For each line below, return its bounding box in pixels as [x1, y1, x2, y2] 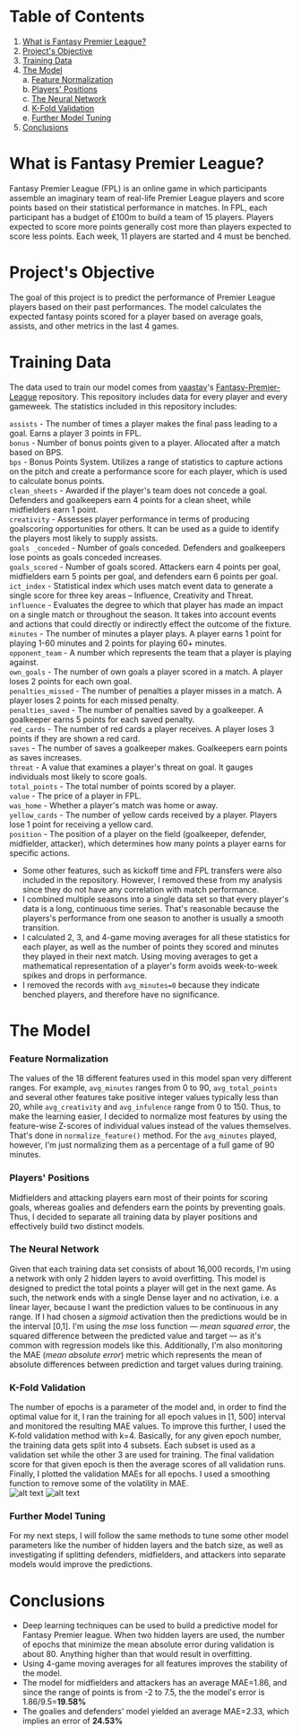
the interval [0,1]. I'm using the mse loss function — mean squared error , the [9, 1320, 291, 1331]
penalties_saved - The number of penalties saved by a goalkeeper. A [9, 704, 264, 715]
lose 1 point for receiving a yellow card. [9, 819, 154, 830]
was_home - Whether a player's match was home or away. [9, 799, 219, 810]
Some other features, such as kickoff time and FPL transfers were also [21, 865, 282, 876]
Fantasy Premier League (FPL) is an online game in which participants [9, 182, 267, 194]
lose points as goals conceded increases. [9, 551, 163, 562]
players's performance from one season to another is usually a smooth [21, 912, 284, 923]
